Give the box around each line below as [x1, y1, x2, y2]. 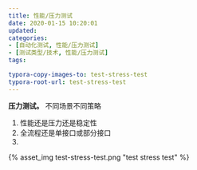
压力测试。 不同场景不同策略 [8, 101, 101, 110]
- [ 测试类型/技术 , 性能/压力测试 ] [8, 49, 109, 57]
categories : [8, 34, 48, 42]
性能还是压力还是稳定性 [19, 117, 97, 128]
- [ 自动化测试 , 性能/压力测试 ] [8, 42, 99, 49]
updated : [8, 26, 37, 34]
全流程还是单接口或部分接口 [19, 128, 112, 137]
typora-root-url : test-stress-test [8, 77, 127, 86]
